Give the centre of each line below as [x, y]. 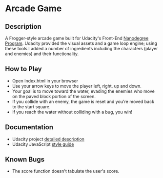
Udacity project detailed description [48, 139]
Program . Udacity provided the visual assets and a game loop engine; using [81, 43]
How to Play [24, 69]
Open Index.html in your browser [45, 80]
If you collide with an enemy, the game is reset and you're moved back [83, 101]
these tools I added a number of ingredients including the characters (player [81, 49]
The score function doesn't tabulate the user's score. [66, 171]
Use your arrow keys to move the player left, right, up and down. [77, 86]
